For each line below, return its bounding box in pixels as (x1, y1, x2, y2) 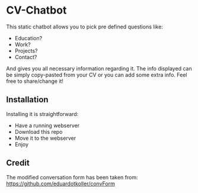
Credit (6, 158, 30, 168)
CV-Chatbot (6, 4, 67, 17)
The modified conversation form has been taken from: (6, 173, 138, 181)
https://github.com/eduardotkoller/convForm (6, 180, 116, 187)
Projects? (14, 47, 38, 54)
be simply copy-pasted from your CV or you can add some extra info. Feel (6, 71, 187, 78)
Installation (6, 95, 49, 105)
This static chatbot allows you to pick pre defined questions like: (6, 23, 163, 30)
